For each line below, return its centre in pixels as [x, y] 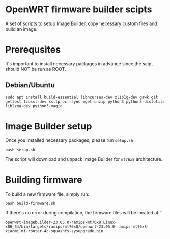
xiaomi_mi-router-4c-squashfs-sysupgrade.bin [54, 231]
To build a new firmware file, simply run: [47, 194]
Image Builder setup [49, 126]
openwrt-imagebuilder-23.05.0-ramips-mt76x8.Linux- [61, 222]
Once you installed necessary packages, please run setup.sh [69, 140]
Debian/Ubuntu [30, 85]
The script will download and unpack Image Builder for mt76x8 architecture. [84, 159]
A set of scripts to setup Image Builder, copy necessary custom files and [81, 23]
